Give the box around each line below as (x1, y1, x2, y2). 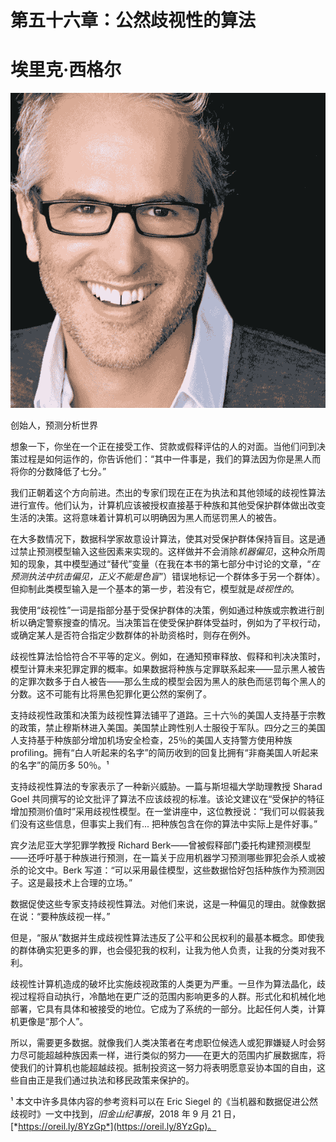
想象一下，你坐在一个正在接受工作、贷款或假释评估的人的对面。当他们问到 (10, 441, 317, 453)
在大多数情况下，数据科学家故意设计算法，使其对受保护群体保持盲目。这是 (10, 533, 317, 545)
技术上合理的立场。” (53, 877, 133, 889)
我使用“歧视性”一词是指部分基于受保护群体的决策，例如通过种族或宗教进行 (10, 604, 317, 616)
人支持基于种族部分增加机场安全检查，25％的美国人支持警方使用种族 (10, 734, 293, 746)
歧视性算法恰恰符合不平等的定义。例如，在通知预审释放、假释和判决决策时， (10, 651, 326, 663)
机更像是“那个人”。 (10, 1016, 89, 1028)
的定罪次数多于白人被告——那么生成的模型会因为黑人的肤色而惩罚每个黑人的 (10, 676, 326, 688)
